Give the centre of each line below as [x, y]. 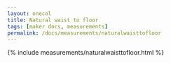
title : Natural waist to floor [53, 20]
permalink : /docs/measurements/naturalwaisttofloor [84, 33]
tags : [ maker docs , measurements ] [58, 26]
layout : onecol [29, 13]
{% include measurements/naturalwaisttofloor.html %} [86, 53]
